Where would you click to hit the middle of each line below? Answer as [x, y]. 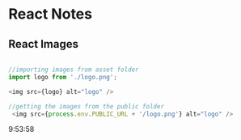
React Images [44, 44]
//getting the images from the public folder [86, 106]
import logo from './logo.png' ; [63, 77]
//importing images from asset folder [74, 70]
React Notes [51, 14]
